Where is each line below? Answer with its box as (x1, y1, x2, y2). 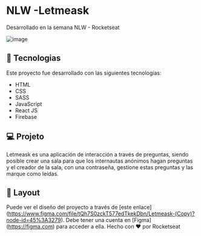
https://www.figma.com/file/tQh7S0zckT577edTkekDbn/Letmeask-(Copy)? (8, 210, 195, 217)
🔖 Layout (6, 187, 41, 198)
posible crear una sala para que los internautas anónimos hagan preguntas (6, 157, 193, 164)
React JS (15, 107, 38, 114)
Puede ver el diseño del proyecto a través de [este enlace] (6, 204, 152, 211)
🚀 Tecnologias (6, 53, 61, 64)
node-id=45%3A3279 (6, 217, 62, 224)
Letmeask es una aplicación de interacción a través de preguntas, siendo (6, 150, 189, 158)
